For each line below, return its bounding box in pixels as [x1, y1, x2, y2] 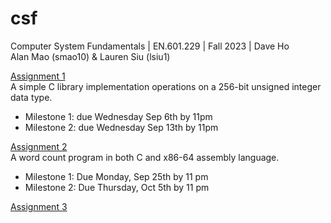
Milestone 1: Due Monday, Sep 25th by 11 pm [24, 170, 209, 182]
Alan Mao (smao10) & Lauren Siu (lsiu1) [10, 50, 171, 62]
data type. [10, 91, 53, 103]
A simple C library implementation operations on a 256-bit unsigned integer [10, 80, 322, 92]
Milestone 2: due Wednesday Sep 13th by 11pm [24, 121, 219, 133]
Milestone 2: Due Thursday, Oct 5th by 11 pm [24, 181, 210, 193]
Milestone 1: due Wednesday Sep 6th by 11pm [24, 110, 213, 122]
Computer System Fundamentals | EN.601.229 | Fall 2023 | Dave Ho [10, 40, 290, 52]
